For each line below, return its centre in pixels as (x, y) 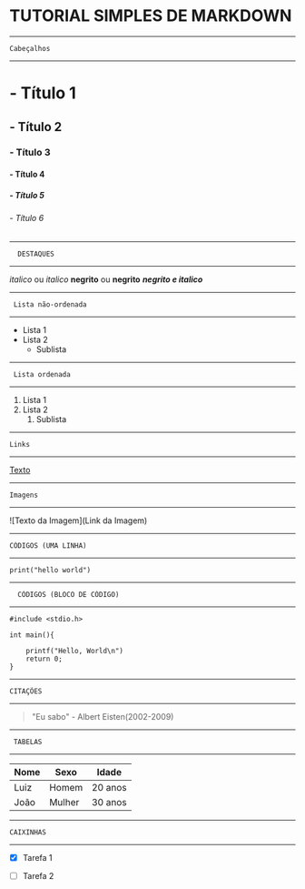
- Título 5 (27, 195)
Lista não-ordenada (50, 304)
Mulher (64, 802)
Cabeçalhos (30, 48)
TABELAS (28, 742)
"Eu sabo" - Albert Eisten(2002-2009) (103, 716)
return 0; (44, 659)
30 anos (109, 802)
